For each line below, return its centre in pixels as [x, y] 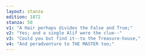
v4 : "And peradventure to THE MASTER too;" [60, 44]
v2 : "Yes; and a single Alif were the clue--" [64, 33]
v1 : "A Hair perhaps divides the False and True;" [69, 28]
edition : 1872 [24, 17]
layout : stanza [25, 11]
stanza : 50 [19, 22]
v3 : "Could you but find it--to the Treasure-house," [74, 38]
